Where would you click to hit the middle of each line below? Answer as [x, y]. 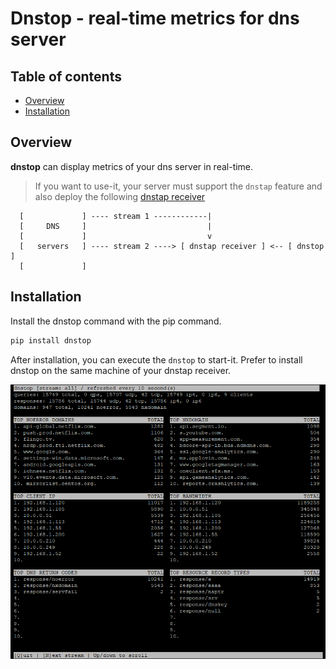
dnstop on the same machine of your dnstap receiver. [121, 370]
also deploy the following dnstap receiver [120, 196]
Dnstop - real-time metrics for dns [155, 18]
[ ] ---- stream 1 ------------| [116, 216]
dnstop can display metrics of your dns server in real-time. [132, 166]
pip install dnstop [51, 340]
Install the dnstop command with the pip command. [116, 321]
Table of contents [66, 76]
